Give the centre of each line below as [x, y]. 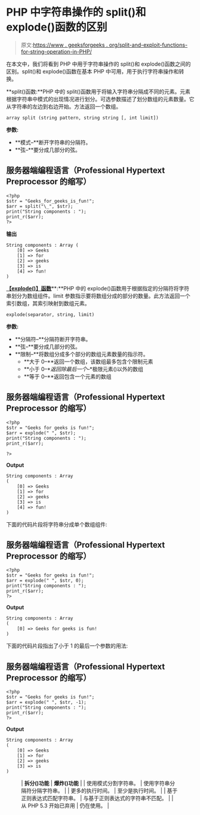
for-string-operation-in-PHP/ [56, 51]
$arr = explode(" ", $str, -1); [46, 703]
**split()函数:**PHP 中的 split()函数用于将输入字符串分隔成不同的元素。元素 [99, 91]
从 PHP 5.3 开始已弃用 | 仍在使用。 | [65, 806]
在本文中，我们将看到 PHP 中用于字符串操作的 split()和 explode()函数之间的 [99, 64]
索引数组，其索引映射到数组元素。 [48, 303]
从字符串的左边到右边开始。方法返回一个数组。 [64, 106]
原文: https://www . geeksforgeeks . [64, 45]
